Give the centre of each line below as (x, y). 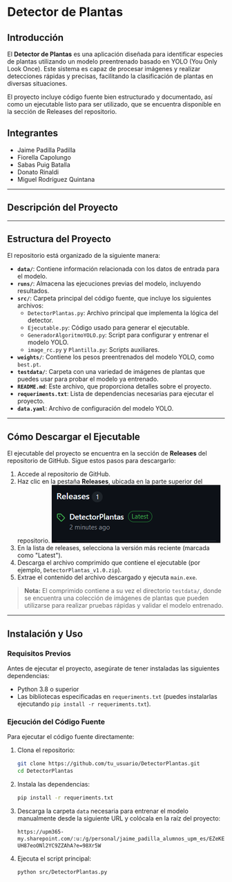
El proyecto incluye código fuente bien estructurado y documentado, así (110, 97)
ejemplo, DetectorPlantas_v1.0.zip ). (69, 570)
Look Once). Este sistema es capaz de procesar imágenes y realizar (104, 69)
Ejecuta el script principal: (54, 858)
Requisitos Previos (39, 653)
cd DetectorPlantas (45, 771)
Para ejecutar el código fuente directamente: (71, 737)
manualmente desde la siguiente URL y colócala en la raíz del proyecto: (119, 818)
